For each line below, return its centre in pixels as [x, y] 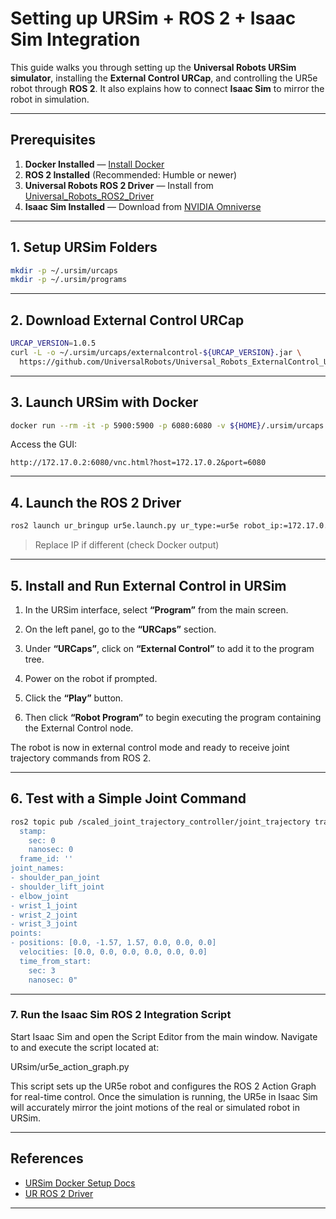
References [47, 1158]
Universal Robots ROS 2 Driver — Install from [119, 185]
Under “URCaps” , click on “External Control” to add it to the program [169, 648]
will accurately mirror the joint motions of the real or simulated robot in [155, 1107]
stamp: [33, 831]
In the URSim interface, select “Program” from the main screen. [156, 609]
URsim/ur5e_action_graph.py [70, 1066]
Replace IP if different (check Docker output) [127, 545]
